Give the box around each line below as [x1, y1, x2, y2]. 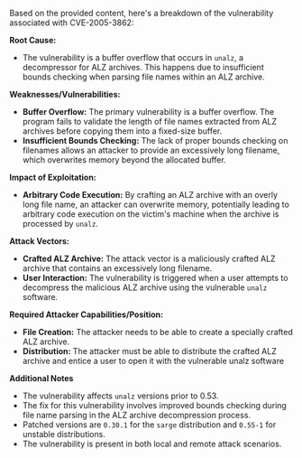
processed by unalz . [22, 219, 99, 229]
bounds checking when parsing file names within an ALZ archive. [22, 71, 266, 82]
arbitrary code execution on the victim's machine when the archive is [22, 209, 279, 220]
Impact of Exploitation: [9, 172, 96, 182]
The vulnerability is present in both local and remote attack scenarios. [22, 438, 282, 449]
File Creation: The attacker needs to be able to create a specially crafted [22, 327, 293, 337]
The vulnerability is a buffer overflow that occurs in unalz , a [22, 52, 244, 62]
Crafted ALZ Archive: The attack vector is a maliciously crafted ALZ [22, 253, 277, 264]
